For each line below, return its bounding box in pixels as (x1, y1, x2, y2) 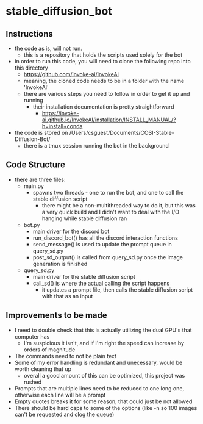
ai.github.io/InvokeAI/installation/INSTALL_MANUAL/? (41, 116, 176, 123)
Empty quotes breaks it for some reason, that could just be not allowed (14, 398, 193, 405)
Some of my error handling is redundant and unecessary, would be (14, 359, 183, 366)
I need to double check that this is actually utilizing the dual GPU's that (14, 326, 193, 334)
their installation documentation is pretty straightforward (32, 103, 174, 110)
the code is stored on (14, 129, 68, 136)
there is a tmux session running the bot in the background (23, 142, 169, 149)
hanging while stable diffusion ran (41, 215, 127, 222)
